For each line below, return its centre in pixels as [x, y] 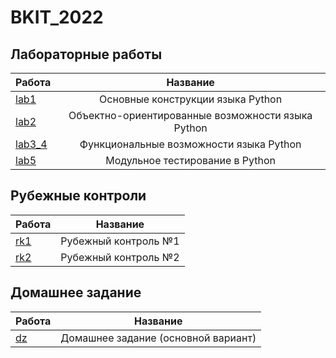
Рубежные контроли [78, 196]
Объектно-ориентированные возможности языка [190, 115]
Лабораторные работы [86, 54]
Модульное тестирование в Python [191, 160]
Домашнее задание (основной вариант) [158, 338]
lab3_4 [31, 144]
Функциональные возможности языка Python [190, 144]
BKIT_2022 [57, 17]
